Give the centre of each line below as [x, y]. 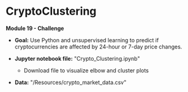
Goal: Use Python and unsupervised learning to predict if [87, 40]
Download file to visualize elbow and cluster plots [86, 70]
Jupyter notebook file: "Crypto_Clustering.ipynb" [77, 58]
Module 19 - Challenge [35, 28]
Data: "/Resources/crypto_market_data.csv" [70, 82]
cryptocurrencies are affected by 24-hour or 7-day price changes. [98, 47]
